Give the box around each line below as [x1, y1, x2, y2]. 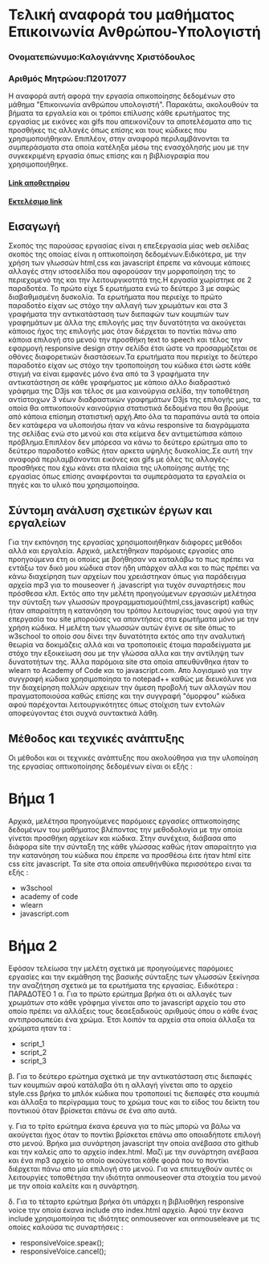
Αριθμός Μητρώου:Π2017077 [8, 73, 127, 84]
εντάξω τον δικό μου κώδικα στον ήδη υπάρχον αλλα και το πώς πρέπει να [8, 563, 260, 572]
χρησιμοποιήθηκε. [8, 159, 68, 170]
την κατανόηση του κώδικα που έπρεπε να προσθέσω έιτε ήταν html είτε [8, 850, 251, 860]
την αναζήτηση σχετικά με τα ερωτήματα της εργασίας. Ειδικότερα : [8, 980, 238, 990]
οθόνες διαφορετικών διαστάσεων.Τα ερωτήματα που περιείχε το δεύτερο [8, 352, 259, 362]
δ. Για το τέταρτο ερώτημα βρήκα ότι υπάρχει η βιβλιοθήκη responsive [8, 1196, 245, 1206]
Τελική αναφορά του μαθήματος [8, 6, 235, 24]
